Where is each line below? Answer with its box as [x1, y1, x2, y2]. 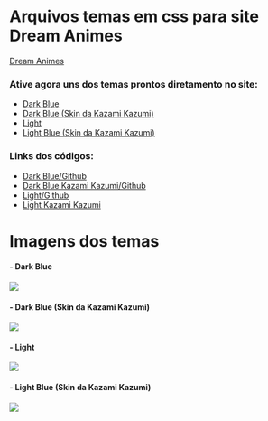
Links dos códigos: [9, 150, 95, 163]
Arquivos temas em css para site [9, 6, 260, 27]
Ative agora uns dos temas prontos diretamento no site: [9, 78, 259, 90]
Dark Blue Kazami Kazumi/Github [22, 180, 146, 191]
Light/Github [22, 190, 69, 201]
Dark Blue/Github [22, 170, 88, 182]
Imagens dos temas [9, 230, 160, 251]
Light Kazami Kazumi [22, 199, 101, 210]
